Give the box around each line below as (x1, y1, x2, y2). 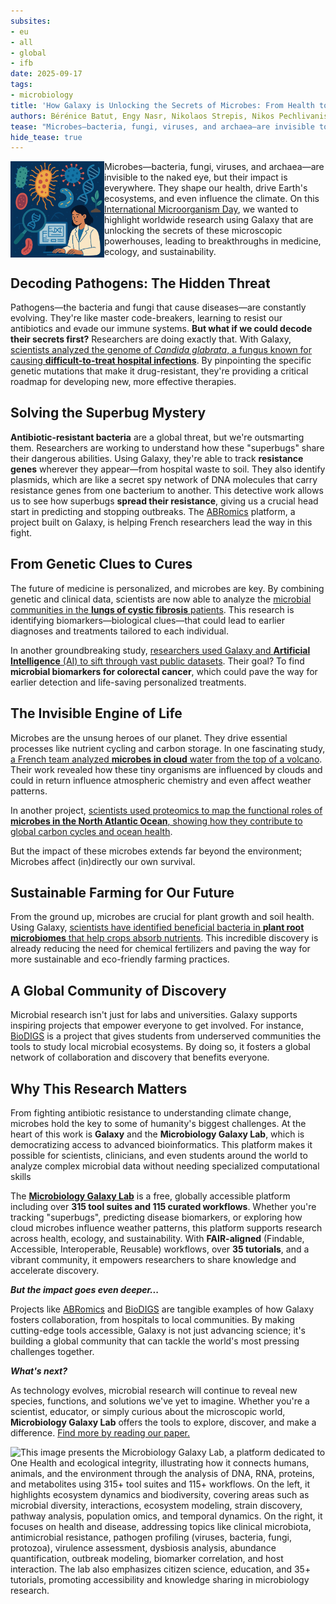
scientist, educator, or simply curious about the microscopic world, (10, 1405, 286, 1417)
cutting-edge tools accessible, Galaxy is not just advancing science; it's (10, 1324, 306, 1336)
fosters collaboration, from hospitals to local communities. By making (10, 1313, 295, 1325)
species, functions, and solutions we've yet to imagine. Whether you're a (10, 1395, 310, 1407)
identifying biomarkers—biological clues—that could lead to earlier (10, 614, 285, 626)
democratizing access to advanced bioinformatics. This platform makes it (10, 1138, 313, 1150)
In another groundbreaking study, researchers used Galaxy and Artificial (10, 644, 311, 656)
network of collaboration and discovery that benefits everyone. (10, 1051, 270, 1064)
